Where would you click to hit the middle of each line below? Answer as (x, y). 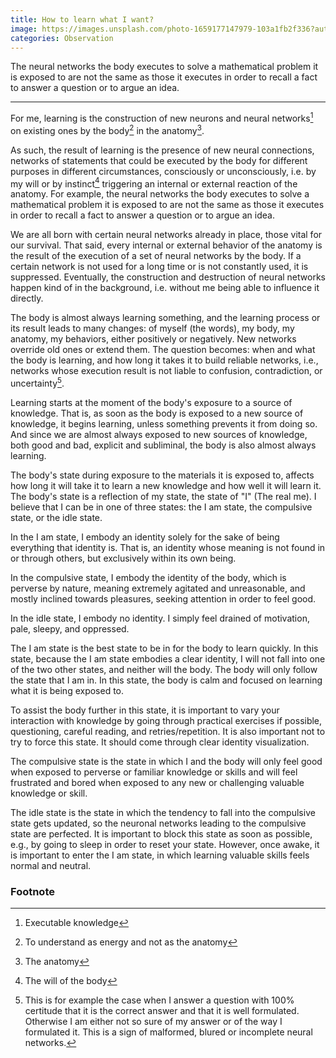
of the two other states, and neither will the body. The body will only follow (164, 669)
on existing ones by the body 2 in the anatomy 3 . (107, 129)
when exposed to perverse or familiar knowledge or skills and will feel (154, 772)
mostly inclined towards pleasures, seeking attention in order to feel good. (163, 599)
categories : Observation (62, 38)
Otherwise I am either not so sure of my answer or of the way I (153, 1022)
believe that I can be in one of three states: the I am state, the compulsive (161, 507)
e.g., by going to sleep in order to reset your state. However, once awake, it (165, 844)
